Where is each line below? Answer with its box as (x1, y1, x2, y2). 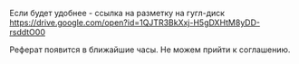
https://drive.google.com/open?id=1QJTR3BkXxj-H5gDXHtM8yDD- (9, 17, 261, 28)
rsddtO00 (9, 27, 45, 37)
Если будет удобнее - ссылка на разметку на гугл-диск (9, 8, 225, 18)
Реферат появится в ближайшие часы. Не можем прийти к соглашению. (9, 44, 291, 55)
